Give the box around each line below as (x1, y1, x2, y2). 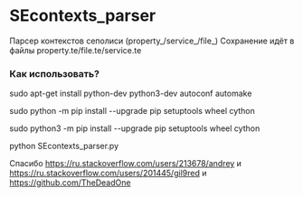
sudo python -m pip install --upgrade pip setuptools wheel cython (9, 106, 256, 117)
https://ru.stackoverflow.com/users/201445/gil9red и (9, 168, 207, 179)
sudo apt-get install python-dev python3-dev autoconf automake (9, 88, 252, 99)
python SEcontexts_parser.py (9, 141, 119, 152)
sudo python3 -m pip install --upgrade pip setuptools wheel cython (9, 123, 260, 134)
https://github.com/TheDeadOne (9, 177, 131, 188)
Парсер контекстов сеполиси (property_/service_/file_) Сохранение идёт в (9, 35, 295, 46)
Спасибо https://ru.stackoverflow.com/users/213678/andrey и (9, 158, 242, 169)
